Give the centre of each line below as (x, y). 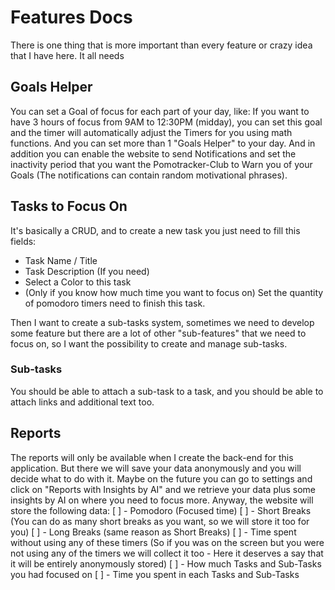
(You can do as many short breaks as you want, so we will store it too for (160, 521)
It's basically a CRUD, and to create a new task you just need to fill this (155, 230)
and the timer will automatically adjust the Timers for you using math (151, 132)
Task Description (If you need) (87, 271)
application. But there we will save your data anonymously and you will (156, 468)
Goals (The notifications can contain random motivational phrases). (149, 175)
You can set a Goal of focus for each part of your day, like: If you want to (160, 111)
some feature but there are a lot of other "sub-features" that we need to (158, 333)
